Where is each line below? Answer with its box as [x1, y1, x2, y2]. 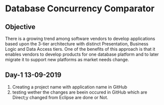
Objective [5, 23, 36, 31]
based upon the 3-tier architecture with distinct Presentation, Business [5, 41, 149, 47]
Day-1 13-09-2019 [5, 71, 62, 79]
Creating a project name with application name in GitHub [12, 84, 128, 90]
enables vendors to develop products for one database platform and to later [5, 51, 159, 57]
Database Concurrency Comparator [5, 3, 155, 14]
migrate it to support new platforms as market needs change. [5, 57, 130, 62]
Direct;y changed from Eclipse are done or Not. [12, 94, 108, 100]
